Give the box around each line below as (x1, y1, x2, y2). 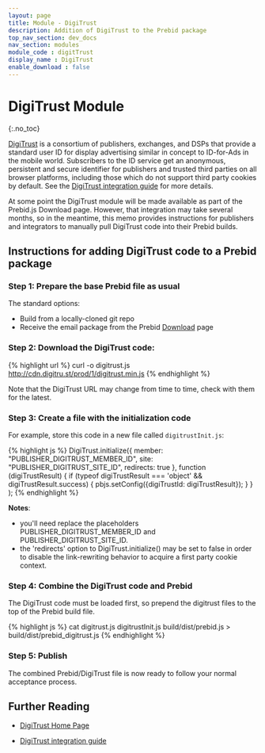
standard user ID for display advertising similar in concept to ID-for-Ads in (8, 147, 249, 157)
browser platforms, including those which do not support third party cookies (8, 172, 257, 182)
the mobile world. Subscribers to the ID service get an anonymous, (8, 155, 226, 165)
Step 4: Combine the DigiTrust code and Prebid (8, 580, 193, 591)
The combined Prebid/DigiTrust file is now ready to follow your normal (8, 668, 237, 678)
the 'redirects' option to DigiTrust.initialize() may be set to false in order (19, 544, 252, 553)
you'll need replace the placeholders (19, 518, 139, 528)
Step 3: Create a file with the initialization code (8, 412, 191, 423)
